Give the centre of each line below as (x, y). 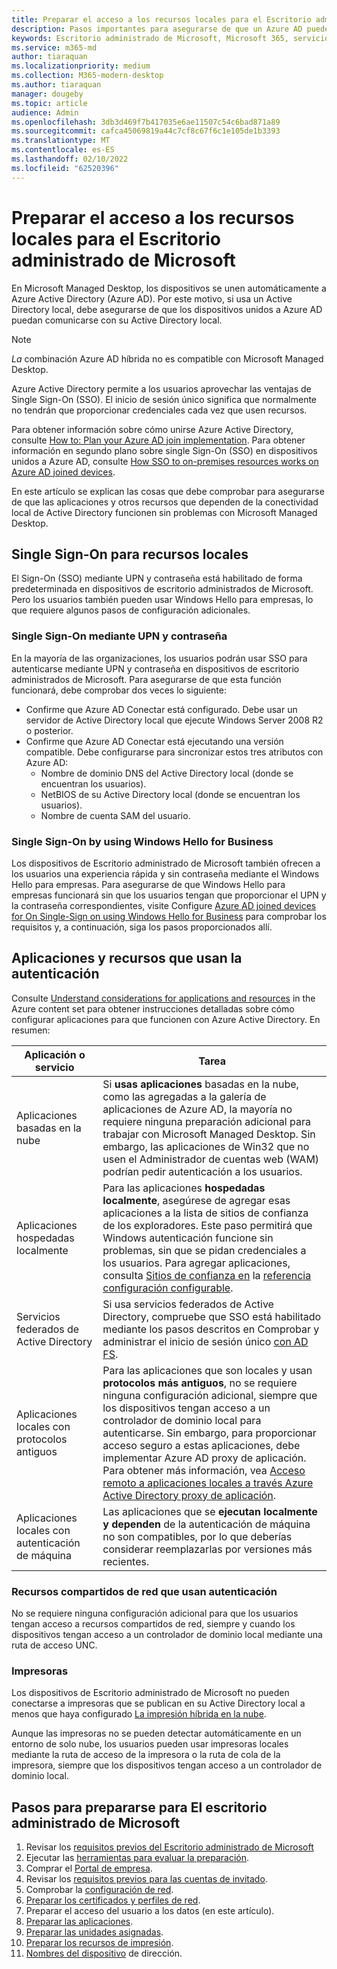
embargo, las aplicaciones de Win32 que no (206, 1146)
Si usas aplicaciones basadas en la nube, (200, 1084)
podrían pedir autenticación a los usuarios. (202, 1171)
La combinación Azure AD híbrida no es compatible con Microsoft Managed (167, 358)
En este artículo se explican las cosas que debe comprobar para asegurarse (168, 491)
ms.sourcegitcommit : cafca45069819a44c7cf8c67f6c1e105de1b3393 (146, 131)
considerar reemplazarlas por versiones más (207, 1549)
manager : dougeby (47, 94)
